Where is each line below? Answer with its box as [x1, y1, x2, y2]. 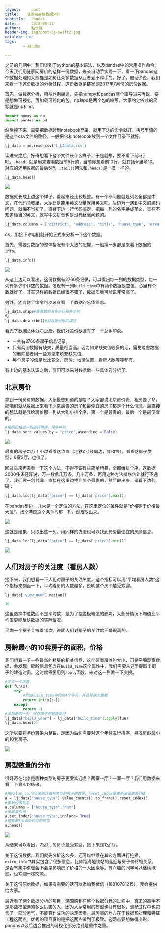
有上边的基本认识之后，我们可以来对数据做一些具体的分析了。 [5, 367, 130, 373]
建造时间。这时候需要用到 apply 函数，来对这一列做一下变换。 [13, 669, 137, 675]
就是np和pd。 [9, 103, 37, 109]
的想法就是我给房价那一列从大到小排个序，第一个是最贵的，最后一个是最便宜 [5, 409, 160, 415]
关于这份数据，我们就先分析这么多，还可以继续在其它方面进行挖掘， [5, 852, 143, 858]
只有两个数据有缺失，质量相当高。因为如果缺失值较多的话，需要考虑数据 [12, 344, 159, 350]
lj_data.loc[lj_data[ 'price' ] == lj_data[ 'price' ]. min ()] [5, 538, 126, 543]
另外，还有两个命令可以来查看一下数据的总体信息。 [5, 299, 109, 305]
